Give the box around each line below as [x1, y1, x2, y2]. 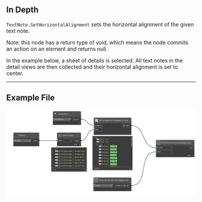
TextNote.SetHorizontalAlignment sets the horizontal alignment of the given [6, 20, 194, 28]
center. [6, 69, 24, 77]
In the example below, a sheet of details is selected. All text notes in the [6, 57, 183, 64]
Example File [6, 93, 55, 103]
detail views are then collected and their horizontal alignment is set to [6, 63, 179, 70]
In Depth [6, 5, 39, 15]
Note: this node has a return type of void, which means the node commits [6, 38, 189, 46]
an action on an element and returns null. [6, 45, 108, 52]
